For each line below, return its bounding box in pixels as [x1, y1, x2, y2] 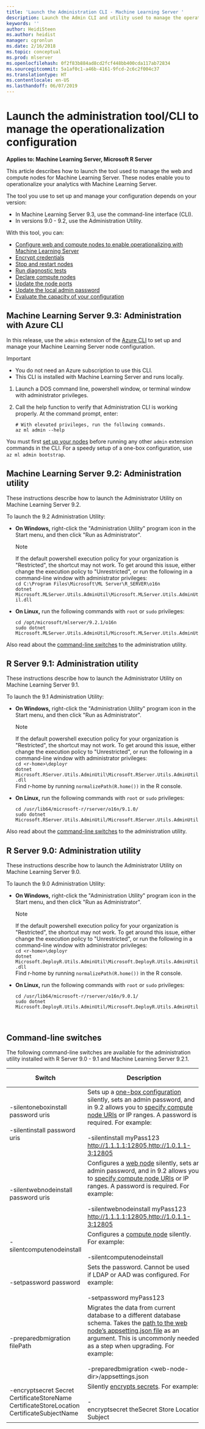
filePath [9, 1341, 32, 1350]
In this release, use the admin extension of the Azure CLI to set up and [6, 336, 181, 343]
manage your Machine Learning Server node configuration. [6, 343, 156, 350]
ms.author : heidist [6, 32, 56, 38]
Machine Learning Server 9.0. [6, 868, 81, 876]
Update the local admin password [15, 286, 100, 294]
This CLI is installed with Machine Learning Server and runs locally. [15, 373, 184, 380]
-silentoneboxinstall [9, 1103, 67, 1111]
